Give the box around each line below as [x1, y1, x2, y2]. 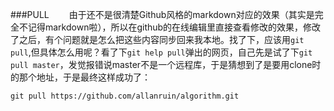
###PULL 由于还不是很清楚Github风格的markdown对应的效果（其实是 [10, 9, 315, 20]
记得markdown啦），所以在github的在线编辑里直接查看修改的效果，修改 [27, 21, 322, 33]
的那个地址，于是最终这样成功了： [10, 71, 151, 83]
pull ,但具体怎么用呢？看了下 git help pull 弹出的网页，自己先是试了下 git [10, 46, 313, 58]
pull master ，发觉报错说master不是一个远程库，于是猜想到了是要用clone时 [10, 59, 322, 70]
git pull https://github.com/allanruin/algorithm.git [10, 91, 240, 101]
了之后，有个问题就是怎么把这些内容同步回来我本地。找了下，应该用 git [10, 34, 305, 45]
